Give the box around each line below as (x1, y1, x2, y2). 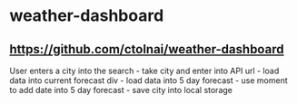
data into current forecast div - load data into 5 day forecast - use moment (9, 75, 288, 86)
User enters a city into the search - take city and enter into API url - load (9, 65, 280, 76)
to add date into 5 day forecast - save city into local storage (9, 85, 233, 95)
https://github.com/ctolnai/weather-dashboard (9, 42, 284, 57)
